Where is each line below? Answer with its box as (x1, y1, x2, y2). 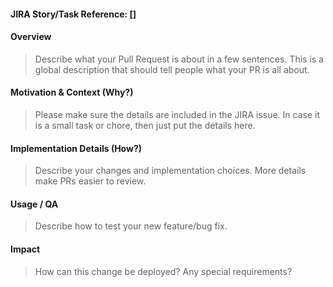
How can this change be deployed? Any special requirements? (34, 265, 293, 277)
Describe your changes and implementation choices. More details (34, 165, 307, 177)
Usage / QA (10, 198, 59, 210)
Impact (10, 243, 41, 255)
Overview (10, 31, 52, 43)
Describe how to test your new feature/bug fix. (34, 220, 228, 232)
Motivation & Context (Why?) (10, 86, 134, 99)
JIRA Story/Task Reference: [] (10, 8, 137, 20)
